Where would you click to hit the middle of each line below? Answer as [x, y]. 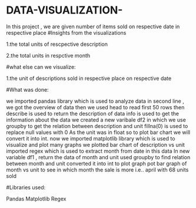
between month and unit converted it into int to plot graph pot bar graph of [97, 163]
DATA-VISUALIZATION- [64, 10]
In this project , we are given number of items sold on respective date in [93, 26]
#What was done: [27, 89]
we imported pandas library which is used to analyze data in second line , [95, 101]
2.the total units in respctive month [48, 55]
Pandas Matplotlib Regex [36, 199]
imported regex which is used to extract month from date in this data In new [98, 151]
